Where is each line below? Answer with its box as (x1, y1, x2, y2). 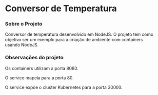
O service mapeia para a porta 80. (5, 74, 74, 81)
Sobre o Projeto (5, 21, 42, 27)
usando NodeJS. (5, 42, 39, 48)
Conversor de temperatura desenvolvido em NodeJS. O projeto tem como (5, 31, 154, 37)
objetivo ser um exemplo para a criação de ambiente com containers (5, 37, 143, 43)
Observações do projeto (5, 54, 64, 61)
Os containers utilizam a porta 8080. (5, 65, 79, 71)
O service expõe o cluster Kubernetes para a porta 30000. (5, 84, 123, 90)
